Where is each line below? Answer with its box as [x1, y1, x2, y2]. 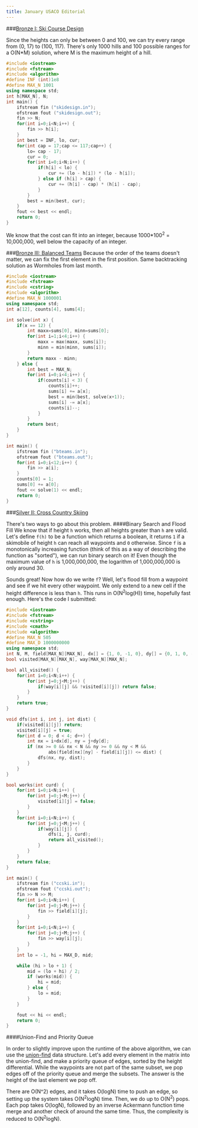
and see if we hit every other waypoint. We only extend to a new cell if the [6, 582, 186, 589]
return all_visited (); [48, 837, 104, 843]
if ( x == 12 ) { [16, 322, 51, 328]
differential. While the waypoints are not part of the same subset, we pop [6, 1064, 183, 1071]
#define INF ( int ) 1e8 [6, 77, 60, 83]
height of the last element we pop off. [6, 1077, 97, 1084]
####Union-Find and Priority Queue [6, 1033, 94, 1041]
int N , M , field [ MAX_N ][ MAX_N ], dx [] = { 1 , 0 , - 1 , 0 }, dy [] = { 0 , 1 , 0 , [6, 651, 189, 657]
